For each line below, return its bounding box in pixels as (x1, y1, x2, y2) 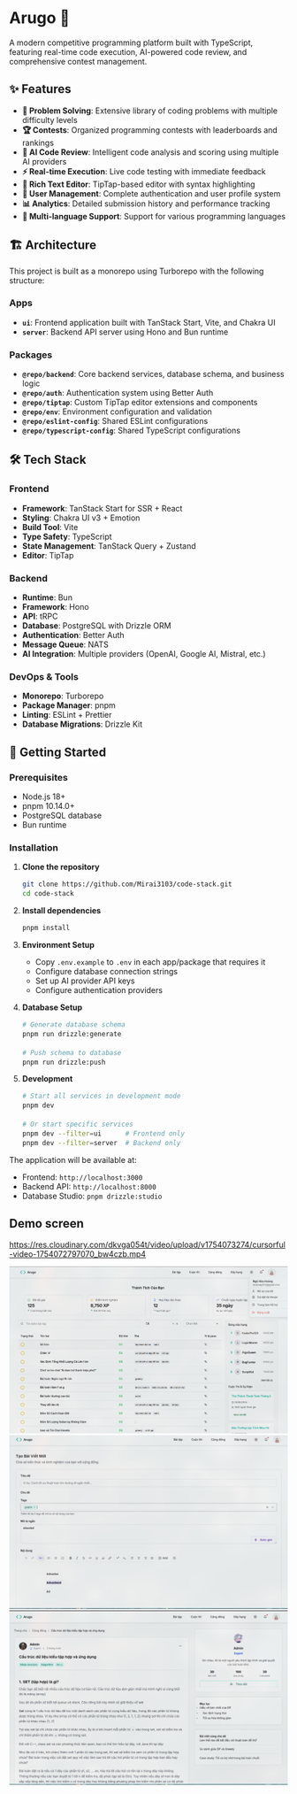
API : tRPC (21, 611, 58, 622)
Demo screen (9, 1216, 84, 1231)
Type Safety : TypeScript (21, 531, 112, 542)
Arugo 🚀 (9, 8, 71, 28)
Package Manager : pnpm (21, 700, 117, 711)
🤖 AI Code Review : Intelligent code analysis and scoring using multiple (21, 146, 279, 158)
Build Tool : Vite (21, 521, 79, 532)
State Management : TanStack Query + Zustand (21, 540, 196, 551)
